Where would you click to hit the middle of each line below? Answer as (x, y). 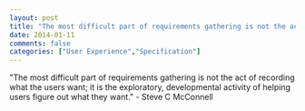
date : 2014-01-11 (42, 35)
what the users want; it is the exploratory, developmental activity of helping (150, 87)
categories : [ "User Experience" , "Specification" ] (105, 52)
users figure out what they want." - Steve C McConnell (111, 97)
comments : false (40, 43)
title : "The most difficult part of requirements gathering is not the (148, 26)
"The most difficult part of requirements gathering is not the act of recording (152, 77)
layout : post (34, 18)
